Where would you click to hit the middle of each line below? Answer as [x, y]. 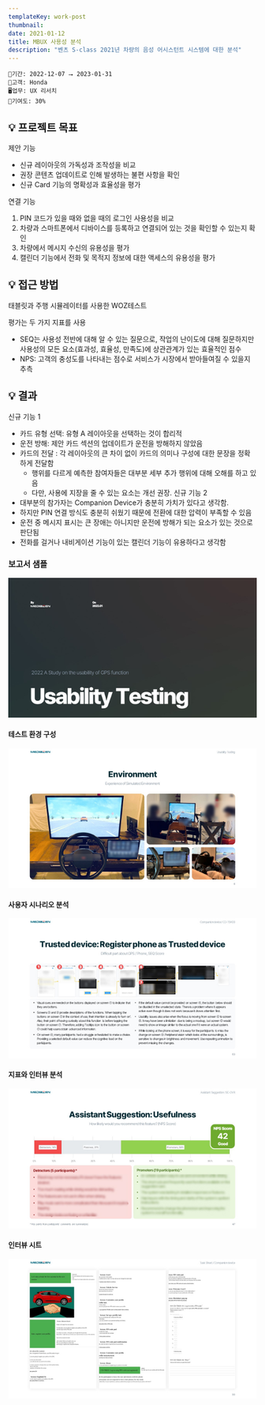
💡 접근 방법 [34, 285]
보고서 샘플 [28, 564]
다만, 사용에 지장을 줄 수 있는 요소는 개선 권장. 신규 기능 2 [119, 492]
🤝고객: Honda [28, 83]
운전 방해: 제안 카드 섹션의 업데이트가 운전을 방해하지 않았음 [111, 443]
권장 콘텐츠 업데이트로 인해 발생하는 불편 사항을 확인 [99, 175]
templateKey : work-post [47, 17]
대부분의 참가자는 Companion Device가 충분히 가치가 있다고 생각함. [124, 503]
